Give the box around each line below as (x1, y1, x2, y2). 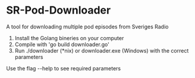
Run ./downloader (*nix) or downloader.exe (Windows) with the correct (14, 47, 189, 54)
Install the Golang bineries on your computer (14, 34, 124, 41)
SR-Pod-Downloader (6, 4, 111, 17)
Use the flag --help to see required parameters (6, 64, 121, 71)
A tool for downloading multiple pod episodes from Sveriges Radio (6, 23, 169, 30)
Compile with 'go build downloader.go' (14, 41, 110, 48)
